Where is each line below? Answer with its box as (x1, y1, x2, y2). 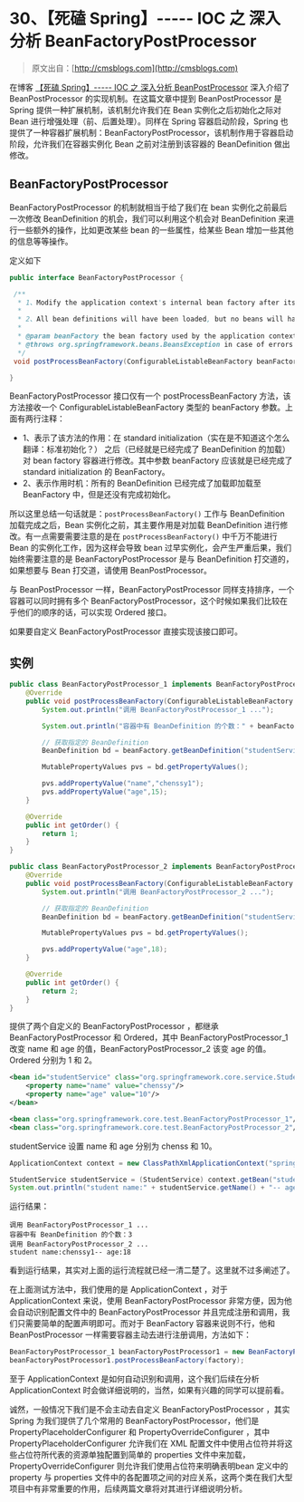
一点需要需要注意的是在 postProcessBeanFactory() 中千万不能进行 (33, 531, 278, 542)
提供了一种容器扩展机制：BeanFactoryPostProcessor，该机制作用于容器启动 (9, 127, 294, 138)
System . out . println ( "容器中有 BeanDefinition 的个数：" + (42, 721, 254, 730)
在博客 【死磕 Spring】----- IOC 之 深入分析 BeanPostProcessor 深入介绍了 (9, 82, 290, 92)
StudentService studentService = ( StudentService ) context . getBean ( (9, 1175, 273, 1184)
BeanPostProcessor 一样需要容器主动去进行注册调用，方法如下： (9, 1329, 252, 1341)
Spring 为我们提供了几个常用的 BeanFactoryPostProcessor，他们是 (9, 1415, 260, 1427)
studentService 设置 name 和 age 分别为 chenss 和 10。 (9, 1141, 217, 1151)
